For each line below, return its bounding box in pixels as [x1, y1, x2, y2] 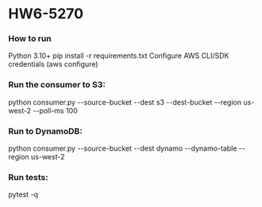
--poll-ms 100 [33, 105, 78, 115]
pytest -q [8, 190, 38, 199]
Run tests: [8, 172, 49, 182]
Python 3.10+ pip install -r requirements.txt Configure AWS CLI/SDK [8, 51, 229, 60]
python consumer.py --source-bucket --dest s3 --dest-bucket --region [8, 97, 242, 107]
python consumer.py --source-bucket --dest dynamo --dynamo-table [8, 144, 237, 153]
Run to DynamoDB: [8, 125, 83, 136]
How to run [8, 33, 52, 44]
